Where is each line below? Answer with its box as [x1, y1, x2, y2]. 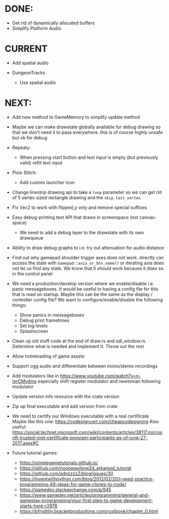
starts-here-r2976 [19, 503, 58, 509]
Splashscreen [19, 328, 49, 334]
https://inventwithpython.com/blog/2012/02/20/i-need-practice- [19, 475, 154, 482]
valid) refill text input [19, 159, 63, 165]
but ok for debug [12, 134, 48, 141]
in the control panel [12, 270, 53, 276]
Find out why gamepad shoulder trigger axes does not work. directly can [12, 254, 164, 260]
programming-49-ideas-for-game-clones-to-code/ [19, 481, 126, 487]
